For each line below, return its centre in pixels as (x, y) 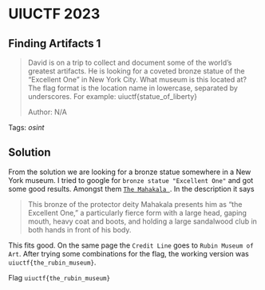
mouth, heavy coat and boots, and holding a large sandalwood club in (142, 221)
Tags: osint (26, 127)
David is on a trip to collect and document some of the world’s (130, 62)
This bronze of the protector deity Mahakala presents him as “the (135, 204)
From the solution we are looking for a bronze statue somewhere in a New (130, 172)
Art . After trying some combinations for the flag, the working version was (129, 253)
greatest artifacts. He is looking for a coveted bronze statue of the (136, 71)
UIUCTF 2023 (54, 14)
